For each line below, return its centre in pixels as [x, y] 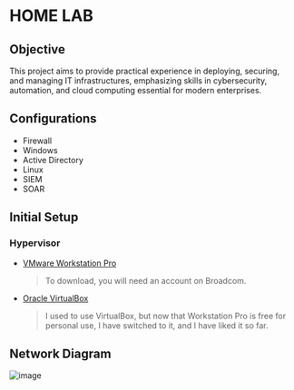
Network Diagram [60, 353]
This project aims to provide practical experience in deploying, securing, [144, 71]
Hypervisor [35, 243]
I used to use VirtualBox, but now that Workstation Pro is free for [166, 316]
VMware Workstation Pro [69, 263]
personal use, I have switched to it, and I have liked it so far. [157, 325]
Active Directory [53, 160]
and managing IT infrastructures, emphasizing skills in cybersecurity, [138, 81]
